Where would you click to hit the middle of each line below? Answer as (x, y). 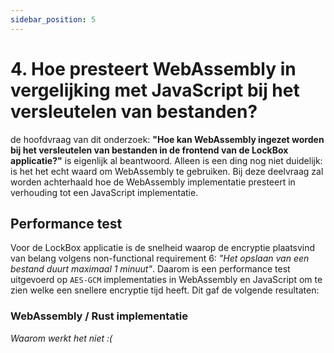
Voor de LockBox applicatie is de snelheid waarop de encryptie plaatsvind (163, 248)
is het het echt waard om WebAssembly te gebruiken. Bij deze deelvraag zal (167, 171)
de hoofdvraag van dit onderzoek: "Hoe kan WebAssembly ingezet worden (167, 139)
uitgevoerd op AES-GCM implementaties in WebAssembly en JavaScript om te (166, 280)
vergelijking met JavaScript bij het (155, 90)
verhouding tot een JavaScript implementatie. (104, 192)
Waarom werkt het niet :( (61, 338)
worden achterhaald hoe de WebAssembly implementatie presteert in (153, 182)
